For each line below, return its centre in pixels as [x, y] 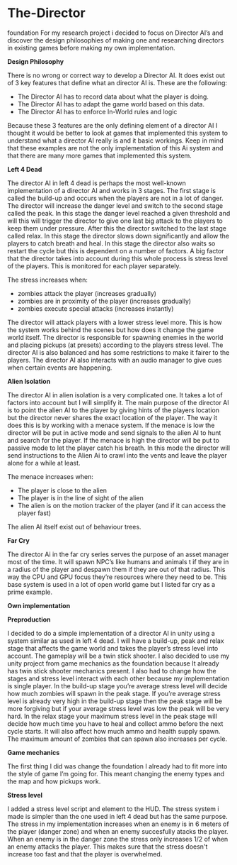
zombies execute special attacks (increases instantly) [96, 308]
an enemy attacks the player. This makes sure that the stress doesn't [108, 847]
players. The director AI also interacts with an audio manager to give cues [115, 360]
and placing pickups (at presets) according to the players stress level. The [115, 345]
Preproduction [29, 619]
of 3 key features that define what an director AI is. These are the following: [117, 82]
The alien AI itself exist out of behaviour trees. [74, 527]
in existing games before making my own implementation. [91, 48]
